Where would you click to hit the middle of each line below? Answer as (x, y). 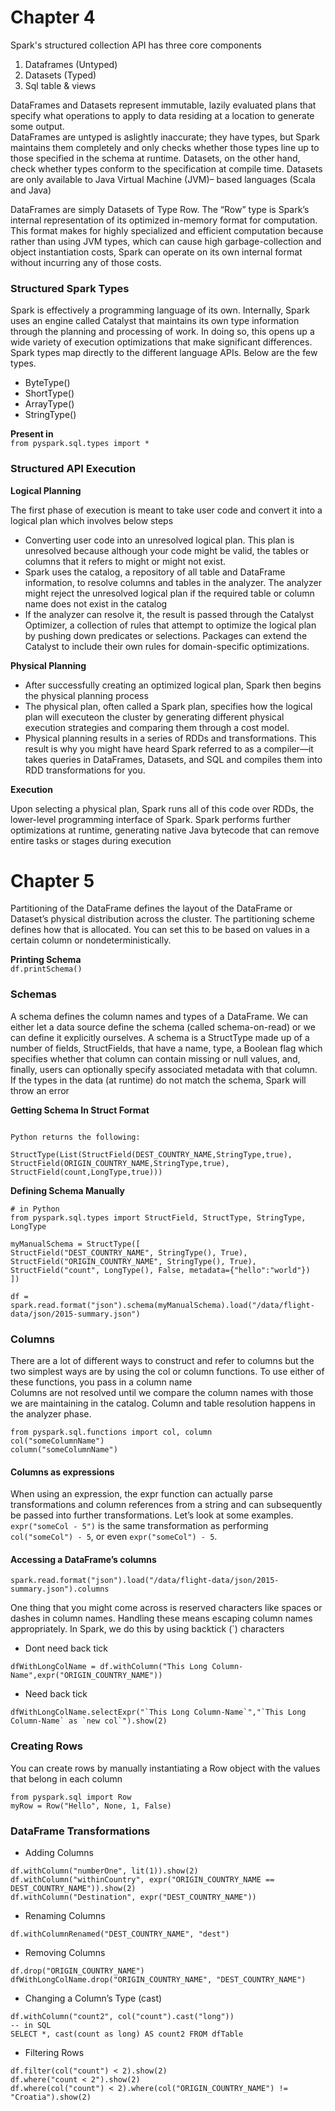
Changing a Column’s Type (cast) (93, 1998)
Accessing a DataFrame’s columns (83, 1559)
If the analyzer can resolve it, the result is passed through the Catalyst (169, 614)
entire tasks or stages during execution (91, 840)
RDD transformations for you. (85, 770)
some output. (37, 126)
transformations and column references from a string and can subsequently (166, 1505)
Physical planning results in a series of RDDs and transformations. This (170, 738)
